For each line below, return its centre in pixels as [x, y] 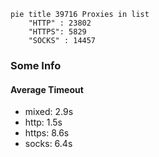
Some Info [36, 65]
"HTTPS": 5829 [57, 32]
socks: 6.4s [48, 144]
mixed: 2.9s [49, 112]
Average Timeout [47, 89]
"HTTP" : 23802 [60, 23]
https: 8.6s [47, 133]
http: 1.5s [43, 122]
